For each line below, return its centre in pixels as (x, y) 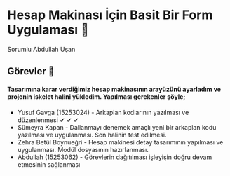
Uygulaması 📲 (48, 30)
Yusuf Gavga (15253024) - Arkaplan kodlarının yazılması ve (103, 112)
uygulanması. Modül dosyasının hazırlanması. (83, 149)
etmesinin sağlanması (49, 164)
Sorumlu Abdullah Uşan (41, 49)
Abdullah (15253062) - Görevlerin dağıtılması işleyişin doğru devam (115, 157)
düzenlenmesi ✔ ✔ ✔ (48, 120)
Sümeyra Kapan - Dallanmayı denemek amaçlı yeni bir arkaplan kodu (117, 127)
